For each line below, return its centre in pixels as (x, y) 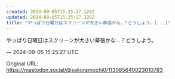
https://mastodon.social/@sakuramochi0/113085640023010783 (85, 70)
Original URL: (22, 64)
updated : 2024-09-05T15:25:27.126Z (50, 17)
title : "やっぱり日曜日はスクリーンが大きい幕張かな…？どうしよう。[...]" (88, 23)
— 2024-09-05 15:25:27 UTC (42, 52)
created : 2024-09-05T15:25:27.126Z (50, 12)
